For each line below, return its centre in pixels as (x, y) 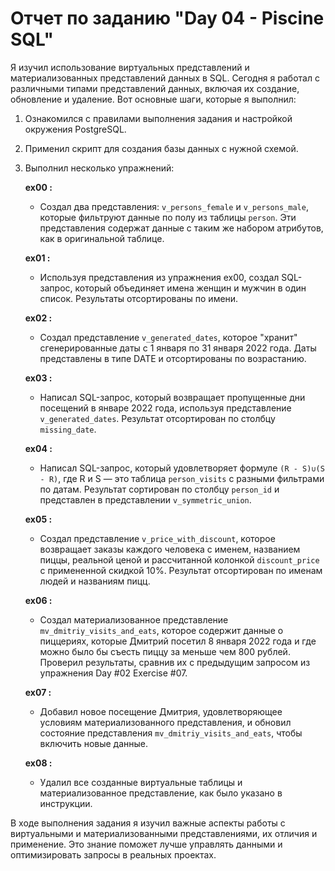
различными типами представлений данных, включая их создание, (155, 88)
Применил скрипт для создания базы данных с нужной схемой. (161, 148)
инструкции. (66, 803)
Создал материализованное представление (134, 619)
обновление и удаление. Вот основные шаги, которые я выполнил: (153, 99)
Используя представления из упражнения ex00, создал (159, 277)
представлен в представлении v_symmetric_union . (145, 499)
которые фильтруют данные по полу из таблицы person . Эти (168, 217)
